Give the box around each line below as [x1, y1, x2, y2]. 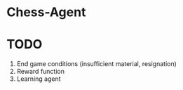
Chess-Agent [6, 4, 86, 20]
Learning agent [16, 75, 61, 83]
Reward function [16, 67, 65, 76]
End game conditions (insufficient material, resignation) [16, 60, 177, 68]
